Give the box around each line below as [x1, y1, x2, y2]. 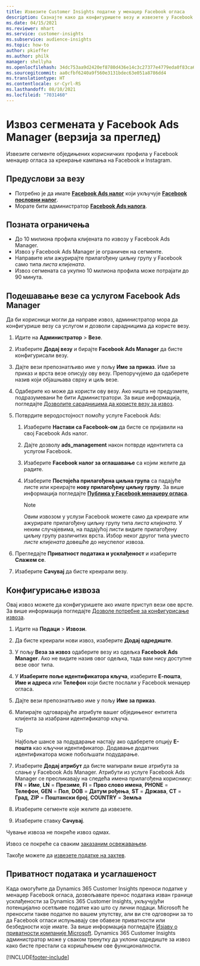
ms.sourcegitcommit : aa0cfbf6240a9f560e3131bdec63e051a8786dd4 [6, 70, 167, 76]
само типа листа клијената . [14, 261, 86, 268]
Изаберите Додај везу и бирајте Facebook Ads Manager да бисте [14, 346, 183, 353]
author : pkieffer [6, 48, 49, 54]
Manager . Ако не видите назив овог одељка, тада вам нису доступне [14, 654, 192, 662]
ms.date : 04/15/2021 [6, 20, 58, 26]
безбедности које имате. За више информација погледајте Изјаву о [6, 923, 178, 930]
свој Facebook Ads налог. [23, 430, 88, 437]
